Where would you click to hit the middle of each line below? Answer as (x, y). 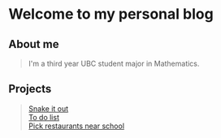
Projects (30, 89)
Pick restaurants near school (76, 126)
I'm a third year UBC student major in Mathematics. (114, 63)
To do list (43, 117)
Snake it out (48, 108)
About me (34, 44)
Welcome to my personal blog (111, 14)
